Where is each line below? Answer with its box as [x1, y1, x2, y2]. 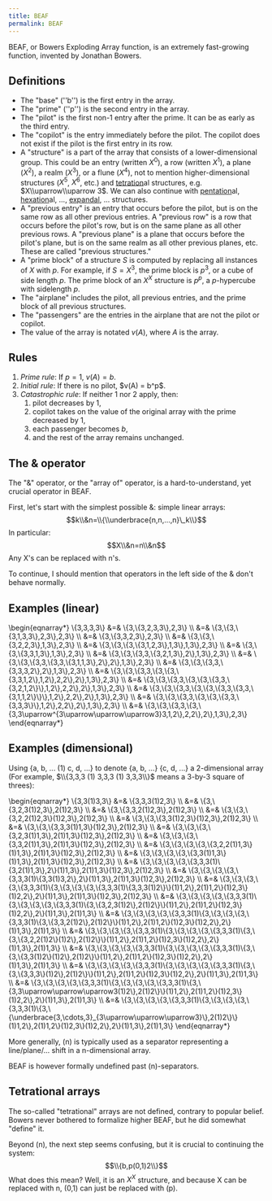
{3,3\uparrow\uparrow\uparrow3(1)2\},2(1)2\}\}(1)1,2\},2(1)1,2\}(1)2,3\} [8, 986, 243, 996]
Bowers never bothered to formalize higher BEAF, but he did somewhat [8, 1115, 246, 1125]
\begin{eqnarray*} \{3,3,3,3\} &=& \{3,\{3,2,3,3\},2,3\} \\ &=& [8, 623, 210, 633]
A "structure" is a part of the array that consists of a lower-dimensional [19, 147, 257, 157]
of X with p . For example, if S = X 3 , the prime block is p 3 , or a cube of [19, 264, 253, 275]
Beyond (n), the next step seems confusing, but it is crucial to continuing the [8, 1139, 264, 1149]
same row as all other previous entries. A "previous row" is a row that [19, 212, 252, 222]
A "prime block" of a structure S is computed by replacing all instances [19, 255, 258, 265]
